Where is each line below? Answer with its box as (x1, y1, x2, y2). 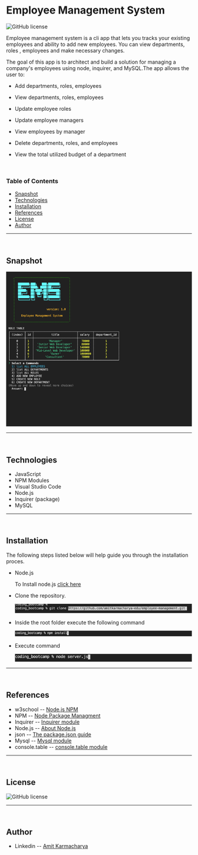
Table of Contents (6, 177, 59, 185)
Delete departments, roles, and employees (14, 139, 118, 146)
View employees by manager (14, 128, 85, 135)
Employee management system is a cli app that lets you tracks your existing (6, 34, 190, 41)
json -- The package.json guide (14, 731, 91, 738)
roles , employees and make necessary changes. (6, 47, 125, 54)
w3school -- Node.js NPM (14, 705, 78, 713)
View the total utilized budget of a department (14, 151, 127, 158)
